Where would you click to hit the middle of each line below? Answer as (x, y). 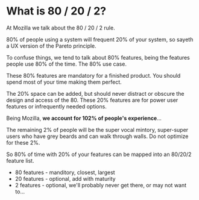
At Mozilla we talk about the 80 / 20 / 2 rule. (61, 28)
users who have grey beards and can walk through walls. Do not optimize (97, 136)
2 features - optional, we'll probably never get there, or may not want (101, 185)
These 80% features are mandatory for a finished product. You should (93, 75)
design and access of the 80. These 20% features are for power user (92, 100)
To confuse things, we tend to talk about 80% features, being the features (98, 57)
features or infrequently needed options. (56, 106)
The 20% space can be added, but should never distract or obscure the (95, 93)
